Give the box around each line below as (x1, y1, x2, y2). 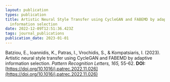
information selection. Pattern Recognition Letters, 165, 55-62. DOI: (5, 60, 146, 66)
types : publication (5, 12, 47, 17)
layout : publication (5, 7, 49, 13)
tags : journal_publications (5, 31, 65, 36)
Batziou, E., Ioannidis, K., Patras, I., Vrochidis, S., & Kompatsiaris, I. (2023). (5, 49, 161, 56)
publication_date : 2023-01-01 (5, 36, 69, 41)
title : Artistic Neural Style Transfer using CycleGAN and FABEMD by (5, 17, 155, 22)
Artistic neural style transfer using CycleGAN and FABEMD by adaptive (5, 55, 153, 61)
